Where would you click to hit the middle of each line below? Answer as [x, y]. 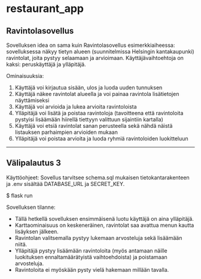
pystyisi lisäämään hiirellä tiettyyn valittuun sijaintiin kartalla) [89, 119]
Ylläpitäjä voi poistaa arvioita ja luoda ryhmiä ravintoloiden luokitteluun [101, 139]
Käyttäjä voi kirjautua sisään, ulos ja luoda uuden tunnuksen [89, 88]
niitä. [21, 244]
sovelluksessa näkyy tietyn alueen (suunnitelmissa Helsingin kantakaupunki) [100, 52]
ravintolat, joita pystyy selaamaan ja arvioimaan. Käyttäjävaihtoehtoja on [95, 58]
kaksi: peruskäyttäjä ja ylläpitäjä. [46, 64]
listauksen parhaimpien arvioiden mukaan [66, 132]
